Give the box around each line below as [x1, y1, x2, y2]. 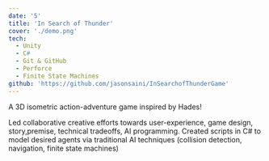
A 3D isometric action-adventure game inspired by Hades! [8, 102, 202, 112]
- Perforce [15, 65, 53, 73]
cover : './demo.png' [8, 27, 78, 35]
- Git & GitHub [15, 57, 67, 66]
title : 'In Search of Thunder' [8, 19, 114, 28]
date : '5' [8, 11, 42, 20]
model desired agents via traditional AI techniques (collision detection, [8, 134, 242, 144]
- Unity [15, 42, 42, 50]
